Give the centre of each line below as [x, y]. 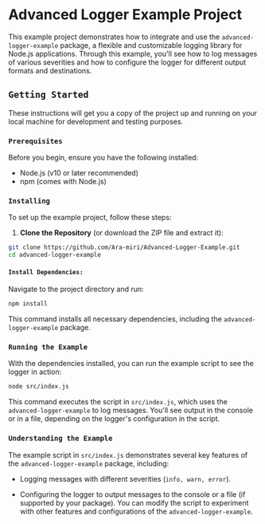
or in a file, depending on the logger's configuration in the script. [114, 419]
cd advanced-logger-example [55, 255]
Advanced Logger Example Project [125, 15]
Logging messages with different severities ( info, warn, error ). [125, 479]
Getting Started [49, 95]
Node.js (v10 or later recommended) [79, 173]
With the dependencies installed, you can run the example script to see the [131, 364]
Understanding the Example [60, 439]
